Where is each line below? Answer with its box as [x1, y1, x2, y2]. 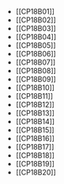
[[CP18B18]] [15, 151, 55, 160]
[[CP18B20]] [15, 167, 57, 177]
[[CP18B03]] [15, 24, 57, 33]
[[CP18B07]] [15, 57, 56, 67]
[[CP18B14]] [15, 117, 55, 126]
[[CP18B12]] [15, 100, 55, 109]
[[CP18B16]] [15, 134, 55, 143]
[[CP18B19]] [15, 159, 55, 168]
